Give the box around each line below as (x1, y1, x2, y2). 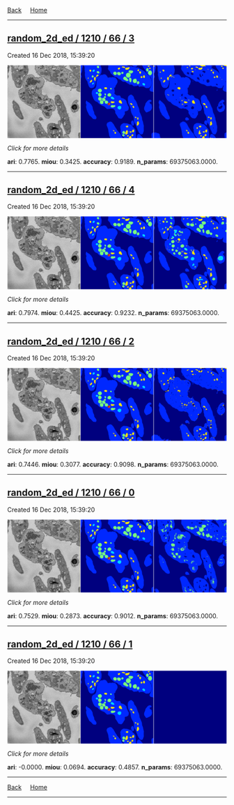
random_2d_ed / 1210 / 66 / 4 (7, 184, 135, 196)
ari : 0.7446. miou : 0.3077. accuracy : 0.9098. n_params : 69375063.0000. (7, 460, 219, 468)
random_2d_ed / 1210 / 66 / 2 (7, 335, 134, 347)
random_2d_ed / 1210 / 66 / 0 (7, 487, 135, 499)
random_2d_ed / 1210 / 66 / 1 (7, 638, 133, 650)
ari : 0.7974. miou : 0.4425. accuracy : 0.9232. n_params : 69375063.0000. (7, 309, 219, 317)
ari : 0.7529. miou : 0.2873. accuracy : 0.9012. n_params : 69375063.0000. (7, 611, 218, 620)
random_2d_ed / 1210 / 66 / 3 (7, 33, 135, 45)
